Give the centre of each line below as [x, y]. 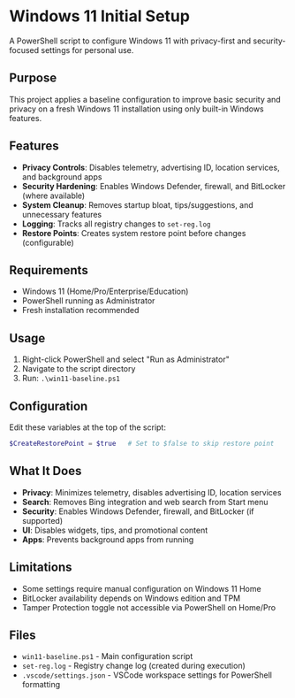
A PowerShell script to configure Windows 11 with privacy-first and [130, 41]
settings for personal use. [87, 50]
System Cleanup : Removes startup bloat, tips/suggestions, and [137, 204]
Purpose [33, 78]
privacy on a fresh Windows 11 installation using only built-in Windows [136, 109]
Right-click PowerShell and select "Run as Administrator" [125, 359]
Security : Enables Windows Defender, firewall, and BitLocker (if [138, 511]
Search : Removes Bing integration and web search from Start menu [145, 502]
